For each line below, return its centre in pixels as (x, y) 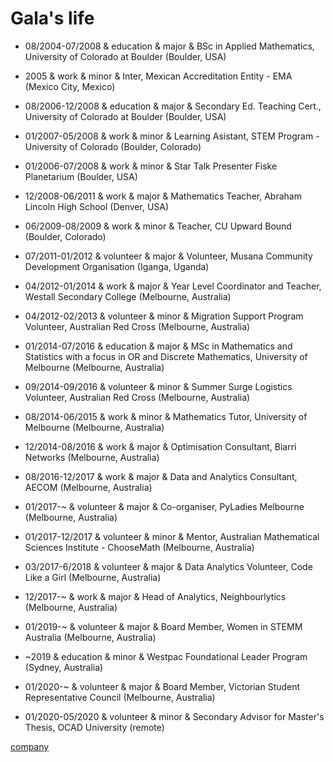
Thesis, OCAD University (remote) (94, 727)
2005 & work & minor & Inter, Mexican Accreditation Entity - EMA (158, 76)
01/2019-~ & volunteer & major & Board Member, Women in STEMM (163, 626)
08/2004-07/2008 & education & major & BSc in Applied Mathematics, (169, 46)
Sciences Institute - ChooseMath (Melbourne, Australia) (139, 547)
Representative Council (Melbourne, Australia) (120, 697)
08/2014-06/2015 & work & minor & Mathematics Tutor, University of (166, 416)
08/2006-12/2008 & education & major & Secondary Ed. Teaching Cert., (173, 106)
